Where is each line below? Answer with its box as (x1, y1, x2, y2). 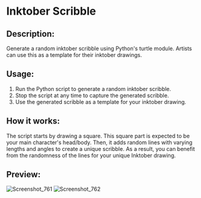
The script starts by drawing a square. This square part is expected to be (6, 132, 190, 139)
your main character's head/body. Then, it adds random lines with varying (6, 139, 192, 146)
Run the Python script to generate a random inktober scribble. (15, 85, 172, 92)
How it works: (6, 116, 60, 127)
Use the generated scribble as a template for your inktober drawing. (15, 98, 186, 105)
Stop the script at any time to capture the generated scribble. (15, 92, 169, 99)
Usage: (6, 69, 35, 79)
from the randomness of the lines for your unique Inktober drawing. (6, 152, 176, 159)
